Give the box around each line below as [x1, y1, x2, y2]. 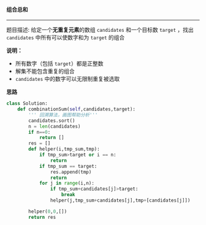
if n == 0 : [28, 129, 51, 135]
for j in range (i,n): [39, 180, 95, 186]
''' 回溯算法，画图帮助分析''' [28, 112, 98, 118]
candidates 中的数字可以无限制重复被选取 [15, 75, 120, 83]
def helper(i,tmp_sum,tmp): [28, 146, 100, 153]
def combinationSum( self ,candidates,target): [17, 106, 136, 113]
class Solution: [6, 101, 48, 107]
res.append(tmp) [50, 169, 92, 175]
